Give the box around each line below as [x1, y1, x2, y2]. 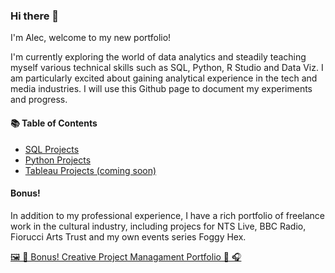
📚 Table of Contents [10, 117, 98, 129]
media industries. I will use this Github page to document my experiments [10, 83, 313, 95]
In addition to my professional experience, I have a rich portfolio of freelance [10, 209, 325, 221]
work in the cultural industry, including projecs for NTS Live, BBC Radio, [10, 220, 307, 232]
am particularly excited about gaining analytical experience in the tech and [10, 72, 318, 84]
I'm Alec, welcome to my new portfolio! [10, 32, 172, 44]
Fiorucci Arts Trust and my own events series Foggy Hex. [10, 230, 247, 243]
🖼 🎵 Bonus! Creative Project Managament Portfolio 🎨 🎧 [10, 250, 242, 263]
